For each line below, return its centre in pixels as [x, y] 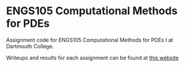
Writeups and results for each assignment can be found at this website [92, 58]
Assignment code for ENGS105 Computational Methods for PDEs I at [90, 40]
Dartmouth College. [30, 46]
